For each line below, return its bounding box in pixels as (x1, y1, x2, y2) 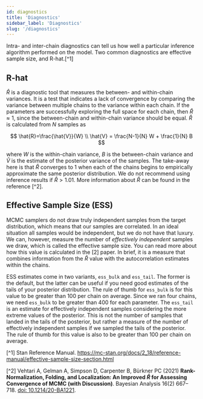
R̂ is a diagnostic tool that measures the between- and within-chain (6, 89, 173, 96)
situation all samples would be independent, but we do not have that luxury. (6, 229, 195, 236)
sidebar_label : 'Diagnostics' (6, 20, 83, 26)
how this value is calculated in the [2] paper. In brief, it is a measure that (6, 248, 185, 256)
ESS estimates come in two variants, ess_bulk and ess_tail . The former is (6, 273, 190, 280)
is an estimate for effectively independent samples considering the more (6, 305, 187, 312)
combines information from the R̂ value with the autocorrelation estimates (6, 255, 189, 262)
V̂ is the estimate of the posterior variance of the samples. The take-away (6, 157, 190, 164)
